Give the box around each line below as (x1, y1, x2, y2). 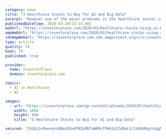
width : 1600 (14, 108, 39, 113)
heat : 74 (5, 49, 23, 54)
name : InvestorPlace (9, 67, 52, 72)
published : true (5, 53, 39, 59)
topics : (5, 80, 21, 86)
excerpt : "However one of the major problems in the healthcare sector (5, 16, 156, 21)
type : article (5, 40, 35, 45)
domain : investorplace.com (9, 71, 65, 77)
